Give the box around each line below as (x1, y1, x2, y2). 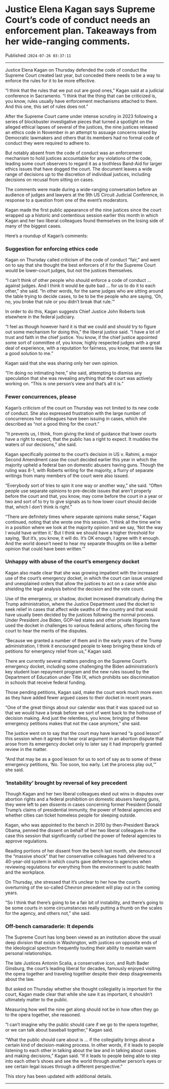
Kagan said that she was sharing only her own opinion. (5, 360, 119, 366)
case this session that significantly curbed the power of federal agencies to (5, 833, 161, 839)
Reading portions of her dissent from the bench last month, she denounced (5, 848, 161, 854)
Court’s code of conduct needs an (5, 14, 150, 26)
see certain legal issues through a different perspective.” (5, 1063, 123, 1070)
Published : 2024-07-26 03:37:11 (5, 52, 71, 59)
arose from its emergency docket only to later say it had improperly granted (5, 740, 162, 747)
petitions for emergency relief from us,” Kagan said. (5, 648, 112, 654)
